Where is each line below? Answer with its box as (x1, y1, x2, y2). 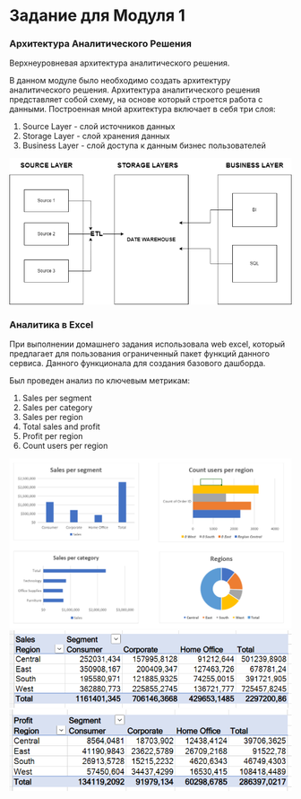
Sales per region (21, 412, 83, 423)
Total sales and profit (21, 421, 100, 432)
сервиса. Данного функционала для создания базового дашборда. (9, 358, 266, 369)
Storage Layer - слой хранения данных (21, 131, 170, 142)
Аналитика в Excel (9, 318, 94, 330)
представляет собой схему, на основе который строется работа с (9, 94, 263, 105)
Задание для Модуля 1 (9, 5, 185, 26)
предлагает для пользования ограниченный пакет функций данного (9, 348, 271, 359)
